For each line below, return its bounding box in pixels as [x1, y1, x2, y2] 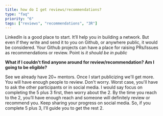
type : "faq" [5, 12, 29, 17]
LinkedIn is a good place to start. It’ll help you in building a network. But [5, 34, 149, 40]
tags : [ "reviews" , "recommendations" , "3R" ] [5, 21, 97, 26]
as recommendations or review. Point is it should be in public [5, 50, 127, 56]
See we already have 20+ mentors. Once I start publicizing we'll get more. [5, 74, 155, 80]
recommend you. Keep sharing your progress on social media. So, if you [5, 100, 151, 106]
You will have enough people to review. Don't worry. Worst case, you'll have [5, 79, 158, 85]
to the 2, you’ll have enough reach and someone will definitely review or [5, 95, 150, 101]
